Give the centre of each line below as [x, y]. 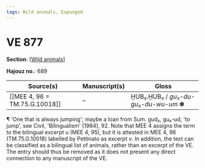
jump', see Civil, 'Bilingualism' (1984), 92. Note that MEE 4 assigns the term [101, 125]
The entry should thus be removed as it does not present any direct [91, 152]
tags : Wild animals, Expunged [45, 12]
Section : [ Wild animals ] [36, 59]
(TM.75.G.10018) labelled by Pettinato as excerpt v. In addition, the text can [100, 139]
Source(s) [43, 86]
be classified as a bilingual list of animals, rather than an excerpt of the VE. [100, 145]
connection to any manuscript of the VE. [57, 158]
